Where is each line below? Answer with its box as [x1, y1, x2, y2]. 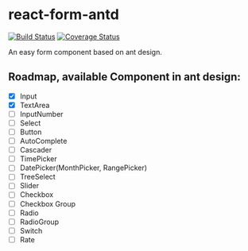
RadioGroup [19, 217, 60, 226]
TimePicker [19, 154, 57, 164]
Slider [19, 181, 40, 191]
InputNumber [19, 109, 64, 118]
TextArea [19, 100, 50, 110]
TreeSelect [19, 172, 56, 182]
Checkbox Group [19, 199, 76, 208]
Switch [19, 226, 43, 235]
